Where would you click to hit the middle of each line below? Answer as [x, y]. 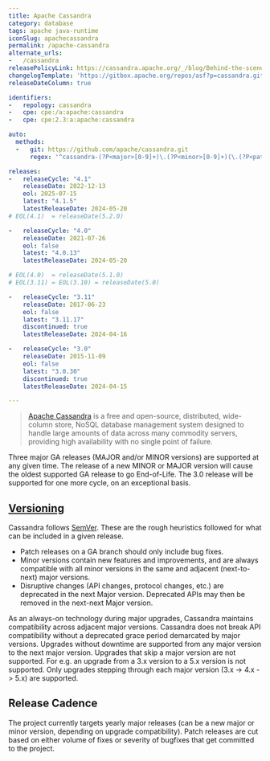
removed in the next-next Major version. [86, 603]
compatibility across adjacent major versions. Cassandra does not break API [135, 627]
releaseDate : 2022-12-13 [64, 186]
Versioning [36, 508]
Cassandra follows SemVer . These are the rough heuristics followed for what [135, 528]
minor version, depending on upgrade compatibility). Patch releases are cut [133, 731]
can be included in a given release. [66, 536]
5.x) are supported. [47, 678]
